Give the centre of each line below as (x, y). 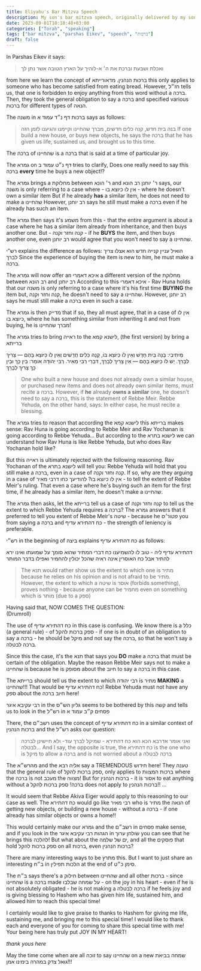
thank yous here (26, 944)
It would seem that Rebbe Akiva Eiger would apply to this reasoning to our (97, 796)
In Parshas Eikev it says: (36, 57)
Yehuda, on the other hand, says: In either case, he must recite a (100, 405)
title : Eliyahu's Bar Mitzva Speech (52, 12)
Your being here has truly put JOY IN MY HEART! (66, 932)
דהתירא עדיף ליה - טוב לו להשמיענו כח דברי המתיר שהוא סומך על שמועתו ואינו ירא (99, 552)
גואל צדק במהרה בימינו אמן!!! (39, 962)
